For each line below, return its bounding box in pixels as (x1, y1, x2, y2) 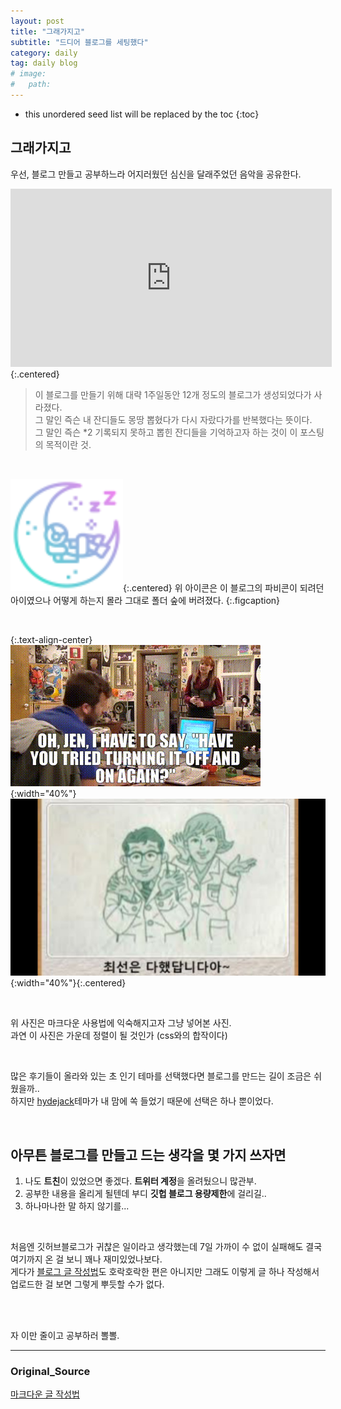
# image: (10, 69, 47, 79)
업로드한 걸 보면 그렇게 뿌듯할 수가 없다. (10, 1278, 165, 1290)
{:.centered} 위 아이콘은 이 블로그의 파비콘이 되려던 (123, 581, 325, 594)
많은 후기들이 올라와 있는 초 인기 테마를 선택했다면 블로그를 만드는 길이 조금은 (10, 1070, 312, 1082)
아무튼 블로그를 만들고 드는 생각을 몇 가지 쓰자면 (10, 1146, 287, 1164)
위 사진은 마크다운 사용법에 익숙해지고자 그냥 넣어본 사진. (10, 1017, 232, 1029)
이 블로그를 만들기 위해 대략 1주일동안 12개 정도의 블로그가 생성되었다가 (34, 388, 312, 400)
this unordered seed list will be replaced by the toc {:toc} (24, 108, 260, 120)
